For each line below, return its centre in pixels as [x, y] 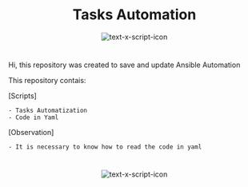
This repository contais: [47, 81]
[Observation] [31, 133]
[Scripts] [23, 96]
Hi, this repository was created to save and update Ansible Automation [124, 65]
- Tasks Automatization [48, 111]
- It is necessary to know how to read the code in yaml [105, 147]
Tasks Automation [134, 15]
